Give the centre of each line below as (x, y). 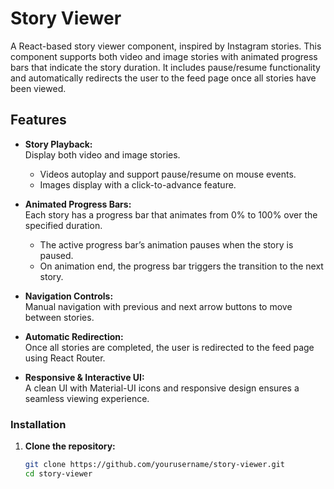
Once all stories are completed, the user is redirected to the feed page (169, 347)
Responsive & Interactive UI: (84, 377)
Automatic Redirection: (74, 336)
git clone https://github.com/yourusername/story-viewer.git (155, 465)
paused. (56, 255)
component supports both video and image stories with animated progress (164, 56)
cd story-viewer (58, 473)
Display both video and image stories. (102, 154)
